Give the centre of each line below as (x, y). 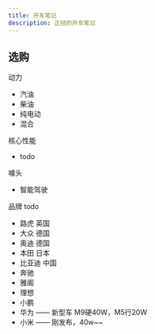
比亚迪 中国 (38, 263)
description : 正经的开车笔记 (52, 23)
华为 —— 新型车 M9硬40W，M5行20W (83, 313)
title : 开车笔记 (32, 15)
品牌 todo (24, 207)
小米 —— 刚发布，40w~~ (61, 322)
